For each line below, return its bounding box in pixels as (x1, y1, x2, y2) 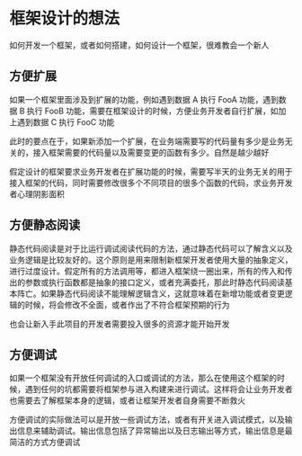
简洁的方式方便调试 (9, 437, 81, 448)
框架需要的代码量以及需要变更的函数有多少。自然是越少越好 (48, 147, 270, 157)
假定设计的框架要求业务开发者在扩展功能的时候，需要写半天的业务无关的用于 (9, 165, 293, 176)
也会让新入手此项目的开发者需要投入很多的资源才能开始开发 (9, 318, 230, 329)
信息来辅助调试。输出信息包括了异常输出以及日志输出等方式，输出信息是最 (16, 425, 293, 436)
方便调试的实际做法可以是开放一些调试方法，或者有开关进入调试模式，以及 (9, 415, 285, 425)
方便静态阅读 (9, 218, 81, 233)
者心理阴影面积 (9, 188, 65, 199)
